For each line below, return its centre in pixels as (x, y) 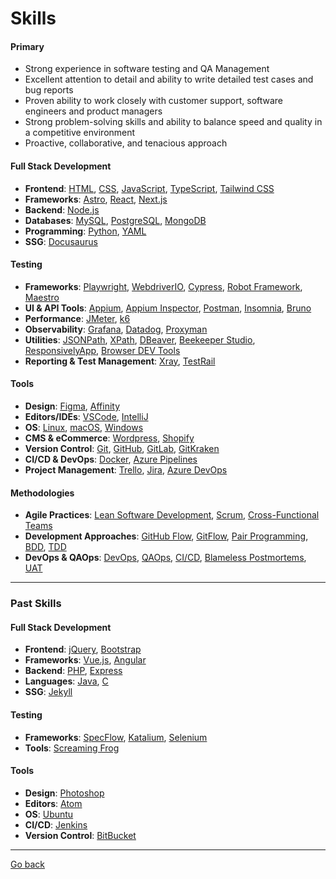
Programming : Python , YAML (85, 231)
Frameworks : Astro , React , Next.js (96, 199)
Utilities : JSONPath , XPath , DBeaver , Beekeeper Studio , (140, 339)
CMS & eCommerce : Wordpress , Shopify (109, 438)
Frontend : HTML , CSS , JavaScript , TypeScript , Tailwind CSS (149, 188)
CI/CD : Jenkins (56, 824)
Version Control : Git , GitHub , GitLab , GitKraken (122, 448)
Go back (28, 864)
